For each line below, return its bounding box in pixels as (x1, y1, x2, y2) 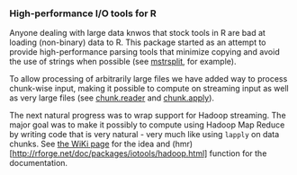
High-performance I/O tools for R (9, 7, 157, 20)
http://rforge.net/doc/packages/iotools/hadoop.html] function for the (12, 148, 267, 159)
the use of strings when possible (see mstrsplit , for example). (9, 57, 237, 67)
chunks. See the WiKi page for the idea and (9, 138, 171, 150)
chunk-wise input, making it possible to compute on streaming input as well (9, 83, 290, 94)
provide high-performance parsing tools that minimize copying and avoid (9, 47, 281, 57)
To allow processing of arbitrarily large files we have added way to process (9, 74, 288, 84)
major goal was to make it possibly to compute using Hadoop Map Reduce (9, 119, 285, 130)
